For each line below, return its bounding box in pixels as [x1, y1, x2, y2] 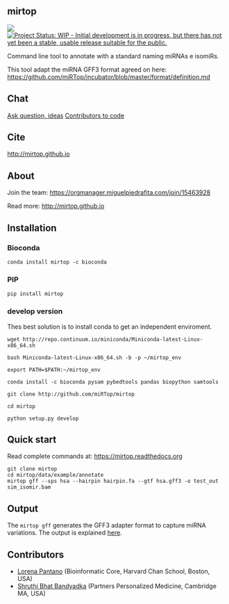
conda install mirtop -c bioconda [7, 259, 108, 266]
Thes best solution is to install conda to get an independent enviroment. [7, 323, 212, 331]
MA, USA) [17, 589, 46, 597]
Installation [7, 222, 57, 234]
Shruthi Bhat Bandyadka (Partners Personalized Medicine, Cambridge [17, 582, 217, 590]
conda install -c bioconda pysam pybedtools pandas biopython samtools [7, 378, 219, 385]
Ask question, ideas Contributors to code [7, 111, 125, 120]
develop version [7, 307, 63, 316]
